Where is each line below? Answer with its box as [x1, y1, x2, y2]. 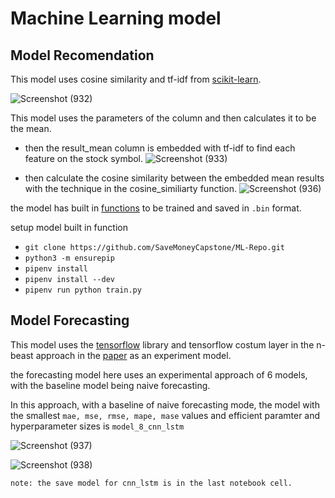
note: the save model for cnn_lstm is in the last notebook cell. [10, 478, 293, 488]
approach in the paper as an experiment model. [35, 349, 232, 361]
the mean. [10, 123, 52, 134]
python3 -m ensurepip [24, 253, 115, 263]
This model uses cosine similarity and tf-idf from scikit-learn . [10, 73, 262, 85]
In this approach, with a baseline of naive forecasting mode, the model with [10, 398, 320, 411]
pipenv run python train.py [24, 285, 142, 295]
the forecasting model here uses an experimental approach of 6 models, [10, 368, 308, 381]
